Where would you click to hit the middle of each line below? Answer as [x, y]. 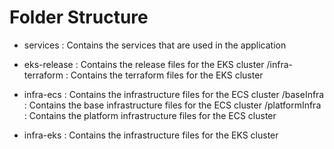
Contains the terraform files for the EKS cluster [167, 75]
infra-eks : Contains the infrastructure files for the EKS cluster [151, 135]
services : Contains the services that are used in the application [155, 45]
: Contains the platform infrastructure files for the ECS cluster [150, 115]
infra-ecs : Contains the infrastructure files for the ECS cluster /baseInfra [174, 94]
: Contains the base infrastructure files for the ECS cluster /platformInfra [172, 105]
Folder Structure [79, 17]
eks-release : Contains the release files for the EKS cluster [144, 64]
